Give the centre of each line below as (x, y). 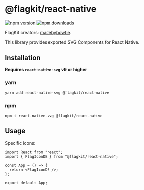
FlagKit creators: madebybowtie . (38, 32)
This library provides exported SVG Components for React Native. (72, 42)
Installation (23, 58)
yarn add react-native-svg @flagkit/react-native (57, 93)
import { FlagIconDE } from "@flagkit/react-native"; (62, 157)
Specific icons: (20, 143)
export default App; (26, 183)
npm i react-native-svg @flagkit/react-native (54, 116)
